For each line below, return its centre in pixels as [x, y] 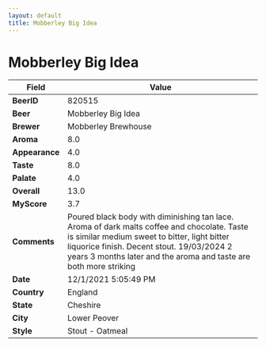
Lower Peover [93, 318]
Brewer [26, 126]
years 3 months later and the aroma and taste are [159, 256]
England [82, 292]
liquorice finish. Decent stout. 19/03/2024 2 [150, 247]
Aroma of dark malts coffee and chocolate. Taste [158, 227]
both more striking [101, 267]
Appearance [36, 152]
